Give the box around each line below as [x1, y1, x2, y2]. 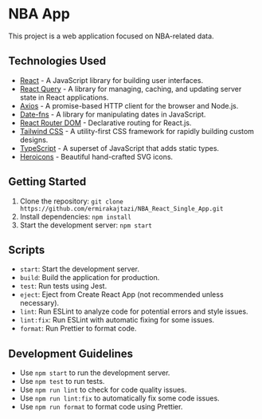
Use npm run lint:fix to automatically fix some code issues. [19, 393, 221, 403]
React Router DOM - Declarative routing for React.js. [19, 117, 192, 128]
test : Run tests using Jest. [19, 281, 108, 291]
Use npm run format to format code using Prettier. [19, 402, 183, 412]
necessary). [19, 298, 60, 308]
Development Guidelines [8, 346, 134, 360]
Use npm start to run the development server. [19, 368, 170, 377]
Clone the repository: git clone [19, 196, 123, 206]
